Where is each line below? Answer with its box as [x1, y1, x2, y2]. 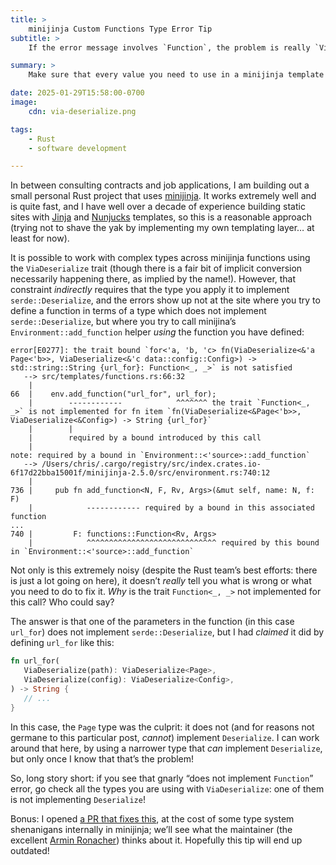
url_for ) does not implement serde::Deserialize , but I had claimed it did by [10, 626, 325, 638]
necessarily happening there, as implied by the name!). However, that [10, 273, 297, 285]
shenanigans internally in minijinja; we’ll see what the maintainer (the [10, 823, 293, 835]
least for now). [10, 232, 70, 245]
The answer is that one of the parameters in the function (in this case [10, 616, 295, 628]
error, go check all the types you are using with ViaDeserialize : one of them [10, 782, 325, 795]
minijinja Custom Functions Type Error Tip [28, 24, 213, 34]
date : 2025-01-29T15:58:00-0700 [10, 88, 145, 98]
